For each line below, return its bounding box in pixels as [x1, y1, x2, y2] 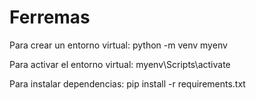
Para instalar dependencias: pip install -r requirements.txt [9, 77, 246, 90]
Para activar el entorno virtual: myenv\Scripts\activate [9, 58, 231, 70]
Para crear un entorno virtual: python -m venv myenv [9, 39, 228, 51]
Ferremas [9, 6, 91, 29]
